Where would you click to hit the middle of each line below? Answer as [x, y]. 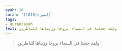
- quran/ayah [19, 24]
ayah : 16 [14, 10]
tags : [11, 19]
